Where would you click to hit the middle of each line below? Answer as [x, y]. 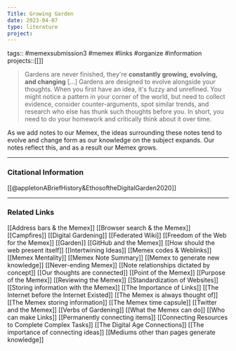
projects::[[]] [25, 61]
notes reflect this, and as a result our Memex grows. [83, 147]
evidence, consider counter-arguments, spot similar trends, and [117, 104]
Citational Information [46, 173]
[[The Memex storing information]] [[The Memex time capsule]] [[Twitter [112, 302]
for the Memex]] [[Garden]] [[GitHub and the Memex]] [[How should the [111, 242]
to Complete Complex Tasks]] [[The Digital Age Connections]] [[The [106, 324]
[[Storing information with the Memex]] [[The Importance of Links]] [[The [113, 287]
